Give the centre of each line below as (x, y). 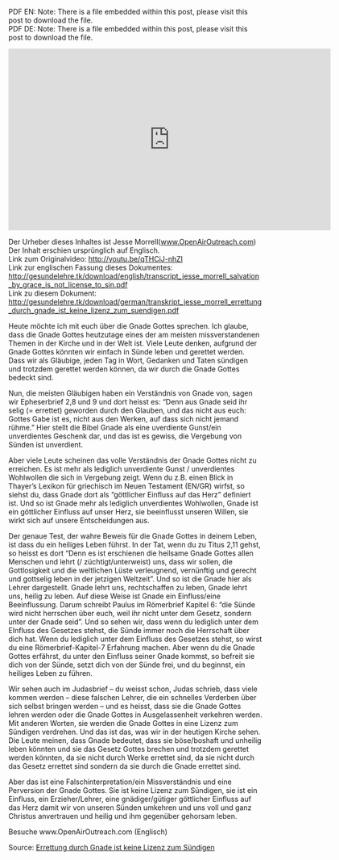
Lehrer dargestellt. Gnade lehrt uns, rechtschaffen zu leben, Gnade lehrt (128, 587)
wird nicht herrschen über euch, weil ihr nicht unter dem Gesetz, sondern (130, 613)
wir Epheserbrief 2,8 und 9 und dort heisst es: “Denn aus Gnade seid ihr (128, 402)
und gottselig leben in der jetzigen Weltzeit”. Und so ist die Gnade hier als (130, 579)
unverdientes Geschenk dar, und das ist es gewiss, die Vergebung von (125, 436)
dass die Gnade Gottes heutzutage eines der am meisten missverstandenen (134, 335)
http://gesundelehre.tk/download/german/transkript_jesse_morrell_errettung (135, 302)
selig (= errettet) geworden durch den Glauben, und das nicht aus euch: (128, 410)
